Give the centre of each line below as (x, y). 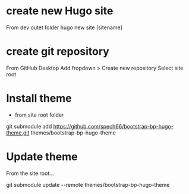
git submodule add (29, 126)
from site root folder (39, 115)
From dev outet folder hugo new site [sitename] (64, 27)
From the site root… (30, 173)
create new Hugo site (60, 11)
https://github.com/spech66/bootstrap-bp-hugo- (113, 126)
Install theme (39, 98)
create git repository (58, 51)
